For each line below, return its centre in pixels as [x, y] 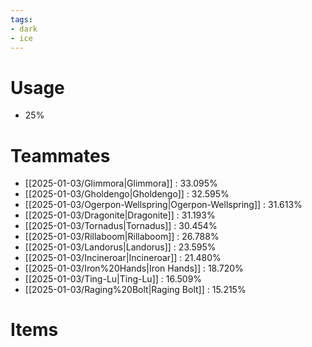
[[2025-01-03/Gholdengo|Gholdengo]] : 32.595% [127, 194]
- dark [24, 29]
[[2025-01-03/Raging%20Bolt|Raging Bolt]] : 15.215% [135, 290]
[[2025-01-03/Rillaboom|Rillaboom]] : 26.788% [122, 237]
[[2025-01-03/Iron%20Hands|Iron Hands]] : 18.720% [134, 268]
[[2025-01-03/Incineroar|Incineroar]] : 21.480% [123, 258]
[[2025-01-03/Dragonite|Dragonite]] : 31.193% [120, 215]
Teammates [60, 155]
